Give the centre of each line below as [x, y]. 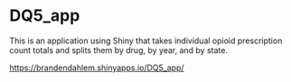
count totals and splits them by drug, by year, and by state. [119, 50]
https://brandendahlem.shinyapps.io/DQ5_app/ [97, 68]
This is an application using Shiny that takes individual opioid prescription [146, 41]
